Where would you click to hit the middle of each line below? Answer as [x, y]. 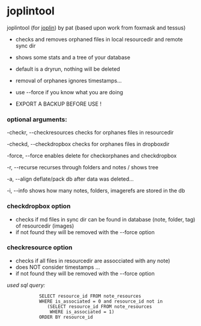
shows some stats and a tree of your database [73, 57]
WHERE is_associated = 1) [82, 312]
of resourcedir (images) [45, 226]
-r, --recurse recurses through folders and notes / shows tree [82, 168]
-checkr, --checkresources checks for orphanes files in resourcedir [90, 133]
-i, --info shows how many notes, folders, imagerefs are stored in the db [96, 191]
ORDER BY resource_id [66, 317]
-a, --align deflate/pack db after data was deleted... [70, 179]
